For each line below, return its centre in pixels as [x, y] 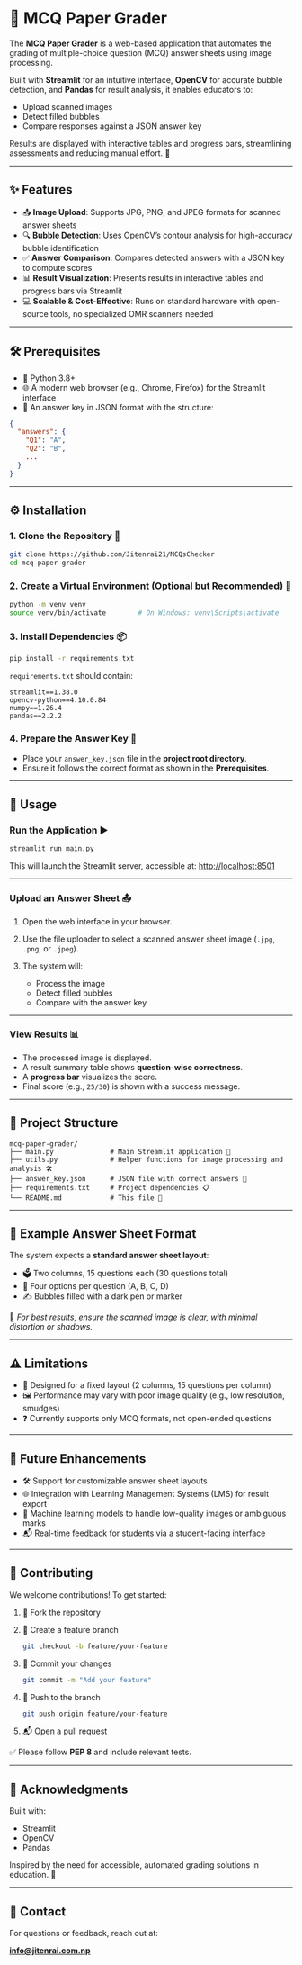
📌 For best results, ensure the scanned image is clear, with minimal [133, 1317]
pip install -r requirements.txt [72, 659]
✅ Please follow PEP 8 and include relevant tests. [100, 1752]
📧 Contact [38, 1911]
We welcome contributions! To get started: [88, 1595]
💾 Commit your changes [67, 1663]
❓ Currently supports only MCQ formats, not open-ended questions [147, 1419]
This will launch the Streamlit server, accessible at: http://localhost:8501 [142, 866]
